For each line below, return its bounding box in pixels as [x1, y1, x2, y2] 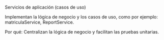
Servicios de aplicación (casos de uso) [5, 4, 86, 10]
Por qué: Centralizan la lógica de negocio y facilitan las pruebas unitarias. [5, 29, 159, 34]
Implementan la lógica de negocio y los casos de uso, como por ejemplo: [5, 14, 158, 19]
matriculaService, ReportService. [5, 19, 74, 25]
